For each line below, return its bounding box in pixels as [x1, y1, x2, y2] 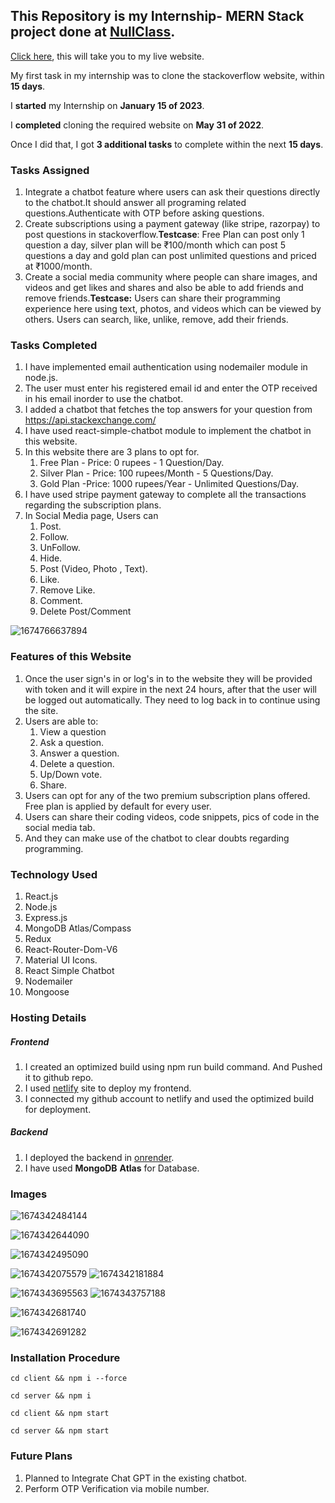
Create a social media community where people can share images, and [24, 271, 318, 283]
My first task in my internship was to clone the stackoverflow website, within [10, 69, 325, 81]
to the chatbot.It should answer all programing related [24, 197, 247, 209]
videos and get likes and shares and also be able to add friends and [24, 282, 304, 294]
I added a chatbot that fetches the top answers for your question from [24, 404, 313, 416]
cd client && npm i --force [10, 1374, 128, 1384]
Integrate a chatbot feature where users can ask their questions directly [24, 186, 321, 198]
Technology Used [10, 867, 98, 881]
